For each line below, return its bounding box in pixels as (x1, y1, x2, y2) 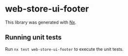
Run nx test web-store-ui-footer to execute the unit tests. (5, 46, 124, 52)
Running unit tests (5, 33, 62, 42)
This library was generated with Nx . (5, 19, 76, 25)
